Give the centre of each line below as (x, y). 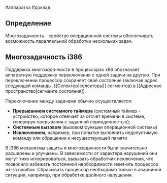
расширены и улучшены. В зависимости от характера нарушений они (81, 153)
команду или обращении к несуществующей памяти (70, 138)
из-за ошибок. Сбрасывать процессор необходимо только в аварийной (83, 169)
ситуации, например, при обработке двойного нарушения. (69, 175)
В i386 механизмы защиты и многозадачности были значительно (76, 148)
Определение (28, 23)
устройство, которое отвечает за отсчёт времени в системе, (79, 116)
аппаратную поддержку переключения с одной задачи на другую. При (83, 75)
